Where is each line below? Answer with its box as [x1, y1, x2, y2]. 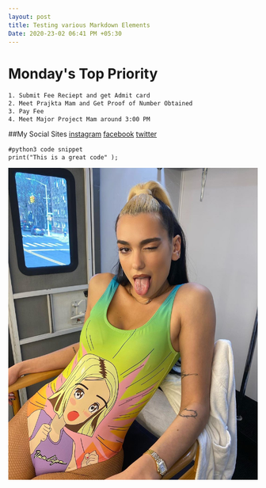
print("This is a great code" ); [8, 154, 119, 162]
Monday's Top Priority [8, 64, 158, 82]
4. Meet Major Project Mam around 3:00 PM [8, 116, 150, 124]
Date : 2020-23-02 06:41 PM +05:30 [8, 29, 123, 37]
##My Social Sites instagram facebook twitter [8, 129, 158, 139]
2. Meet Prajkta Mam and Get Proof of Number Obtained [8, 100, 193, 108]
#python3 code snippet [8, 146, 83, 154]
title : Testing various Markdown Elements [8, 21, 150, 29]
